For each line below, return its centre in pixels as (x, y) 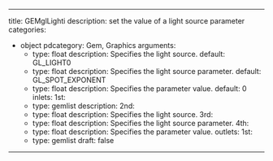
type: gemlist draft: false (73, 140)
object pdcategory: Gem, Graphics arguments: (98, 45)
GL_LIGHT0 (52, 63)
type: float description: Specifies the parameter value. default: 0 (139, 89)
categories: (27, 30)
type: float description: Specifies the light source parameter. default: (147, 71)
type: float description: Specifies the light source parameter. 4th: (141, 123)
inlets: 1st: (49, 97)
